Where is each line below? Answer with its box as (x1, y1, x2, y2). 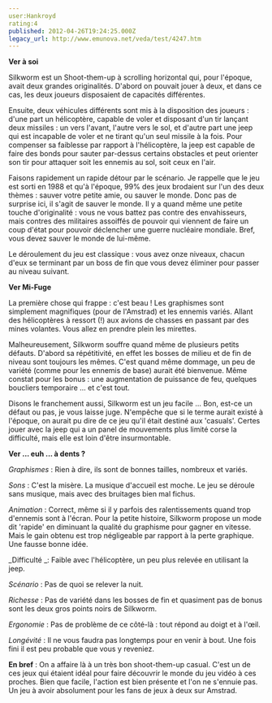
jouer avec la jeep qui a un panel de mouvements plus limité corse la (8, 424, 237, 435)
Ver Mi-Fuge (8, 282, 51, 293)
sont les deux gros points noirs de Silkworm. (8, 604, 157, 614)
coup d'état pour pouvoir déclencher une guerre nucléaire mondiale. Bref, (8, 225, 256, 235)
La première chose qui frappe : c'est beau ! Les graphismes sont (8, 298, 225, 308)
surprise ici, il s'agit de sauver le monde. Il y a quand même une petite (8, 199, 243, 209)
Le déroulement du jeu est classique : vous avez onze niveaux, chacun (8, 250, 245, 259)
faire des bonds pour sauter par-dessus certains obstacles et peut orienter (8, 149, 258, 158)
